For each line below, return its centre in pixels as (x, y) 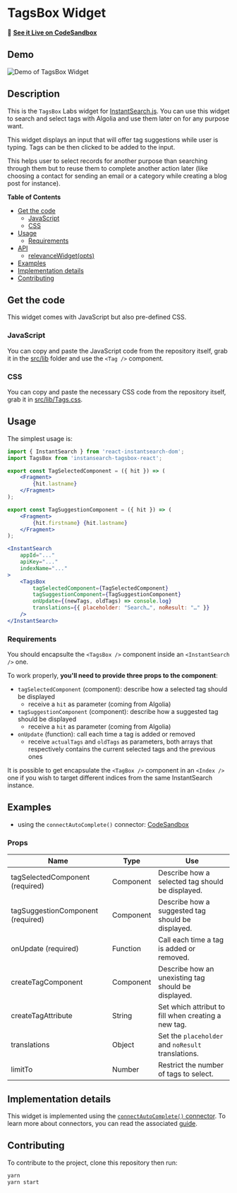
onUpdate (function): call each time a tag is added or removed (106, 734)
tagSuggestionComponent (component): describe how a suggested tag (118, 712)
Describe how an (186, 969)
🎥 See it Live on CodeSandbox (52, 32)
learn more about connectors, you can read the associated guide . (102, 1124)
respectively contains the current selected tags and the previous (122, 749)
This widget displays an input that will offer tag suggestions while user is (113, 140)
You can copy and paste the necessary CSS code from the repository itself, (117, 392)
